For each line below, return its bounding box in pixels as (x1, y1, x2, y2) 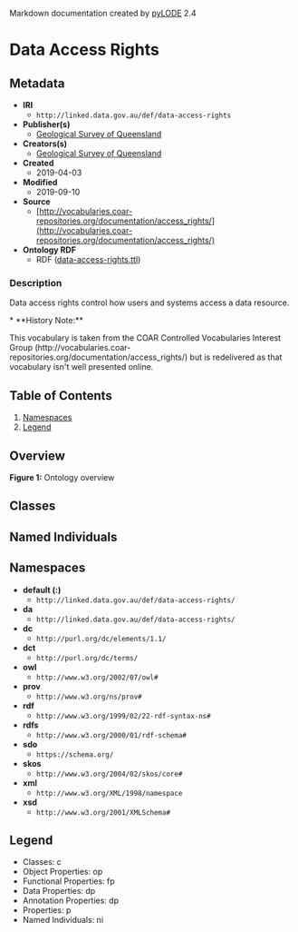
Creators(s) (22, 138, 68, 149)
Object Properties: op (22, 867, 103, 877)
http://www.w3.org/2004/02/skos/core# (35, 769, 183, 778)
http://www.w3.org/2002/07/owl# (35, 672, 159, 682)
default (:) (22, 584, 62, 595)
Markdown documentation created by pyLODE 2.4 (9, 8, 197, 18)
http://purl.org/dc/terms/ (35, 653, 139, 662)
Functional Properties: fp (22, 876, 115, 887)
